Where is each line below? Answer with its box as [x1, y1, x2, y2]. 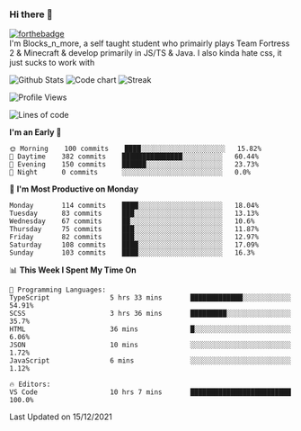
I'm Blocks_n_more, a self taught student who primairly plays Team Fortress [9, 38, 290, 49]
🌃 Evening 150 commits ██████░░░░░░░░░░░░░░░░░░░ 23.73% [9, 160, 259, 169]
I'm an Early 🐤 [9, 127, 62, 138]
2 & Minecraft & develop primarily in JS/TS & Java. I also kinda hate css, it [9, 48, 282, 58]
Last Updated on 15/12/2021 [9, 411, 112, 422]
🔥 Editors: [9, 380, 51, 390]
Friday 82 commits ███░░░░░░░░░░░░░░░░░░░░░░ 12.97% [9, 233, 259, 242]
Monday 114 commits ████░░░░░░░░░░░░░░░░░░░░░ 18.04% [9, 202, 259, 211]
